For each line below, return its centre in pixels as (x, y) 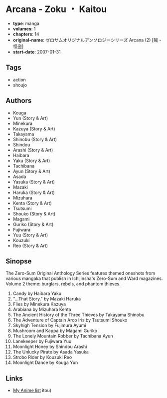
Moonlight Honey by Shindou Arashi (50, 346)
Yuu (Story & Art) (30, 235)
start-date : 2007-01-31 (37, 51)
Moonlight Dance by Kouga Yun (45, 362)
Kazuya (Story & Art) (34, 128)
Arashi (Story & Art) (33, 150)
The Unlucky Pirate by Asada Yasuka (51, 352)
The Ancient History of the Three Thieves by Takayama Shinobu (79, 315)
